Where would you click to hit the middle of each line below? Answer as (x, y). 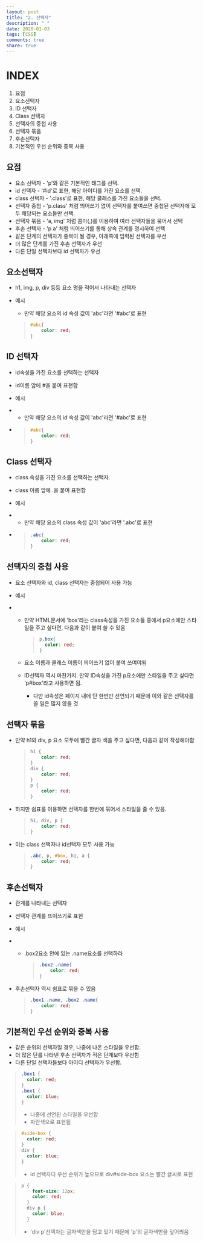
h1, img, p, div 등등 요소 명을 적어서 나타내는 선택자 (76, 288)
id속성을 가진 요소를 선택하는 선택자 (57, 372)
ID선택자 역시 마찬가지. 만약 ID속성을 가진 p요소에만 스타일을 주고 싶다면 (109, 676)
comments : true (25, 40)
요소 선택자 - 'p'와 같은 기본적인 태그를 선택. (67, 183)
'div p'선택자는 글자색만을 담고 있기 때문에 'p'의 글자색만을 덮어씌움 (109, 1231)
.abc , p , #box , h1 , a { (60, 856)
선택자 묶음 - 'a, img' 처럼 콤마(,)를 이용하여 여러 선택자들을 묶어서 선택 (99, 221)
